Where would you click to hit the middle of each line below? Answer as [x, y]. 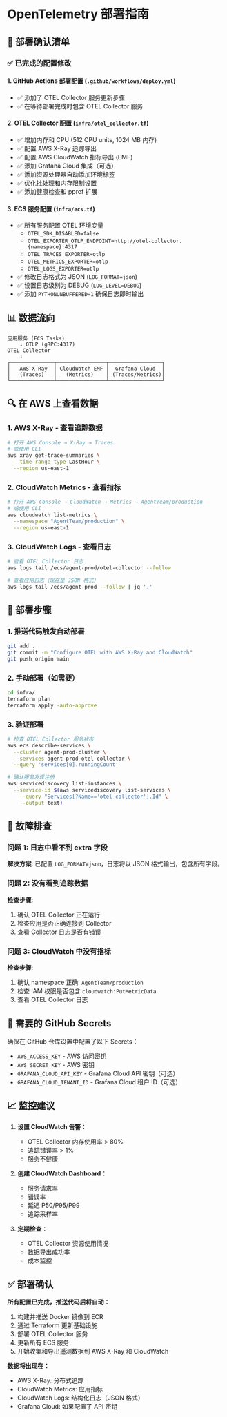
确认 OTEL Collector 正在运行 [58, 915]
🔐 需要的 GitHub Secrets [59, 1023]
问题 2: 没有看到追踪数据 [48, 883]
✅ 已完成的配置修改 [39, 63]
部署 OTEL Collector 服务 [52, 1334]
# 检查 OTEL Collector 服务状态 [51, 739]
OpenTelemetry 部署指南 [78, 14]
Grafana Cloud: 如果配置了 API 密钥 [67, 1407]
